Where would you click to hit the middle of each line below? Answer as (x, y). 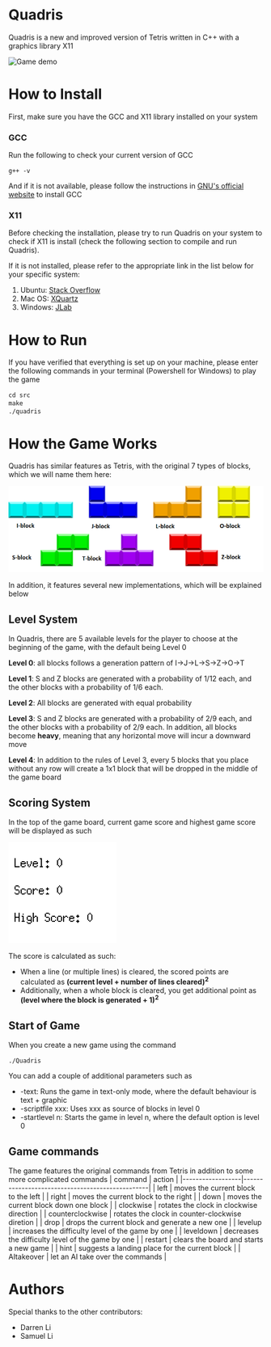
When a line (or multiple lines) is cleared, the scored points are (124, 972)
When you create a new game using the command (92, 1045)
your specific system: (44, 274)
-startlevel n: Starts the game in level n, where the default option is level (140, 1117)
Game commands (54, 1151)
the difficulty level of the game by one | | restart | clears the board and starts (136, 1239)
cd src (19, 395)
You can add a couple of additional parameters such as (100, 1076)
